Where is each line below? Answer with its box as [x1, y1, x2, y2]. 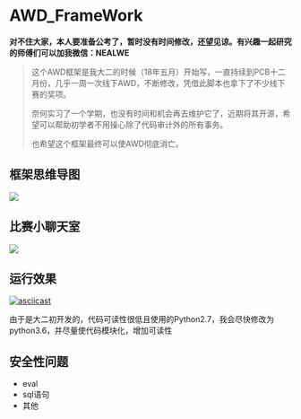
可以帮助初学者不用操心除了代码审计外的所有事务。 [39, 118, 228, 130]
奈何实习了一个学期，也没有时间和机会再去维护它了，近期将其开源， [30, 108, 283, 118]
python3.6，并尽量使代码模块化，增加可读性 [9, 325, 173, 336]
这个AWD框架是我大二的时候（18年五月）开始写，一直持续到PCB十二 [30, 66, 287, 77]
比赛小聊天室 [9, 219, 81, 234]
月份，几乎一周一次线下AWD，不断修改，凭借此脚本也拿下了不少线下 [30, 77, 286, 88]
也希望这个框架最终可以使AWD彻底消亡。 [30, 138, 184, 149]
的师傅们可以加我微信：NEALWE [9, 47, 130, 58]
